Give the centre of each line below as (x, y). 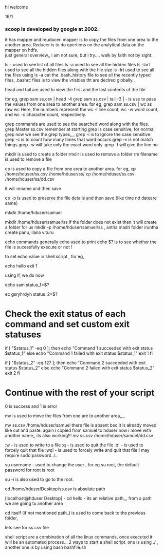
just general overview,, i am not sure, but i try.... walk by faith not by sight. (79, 55)
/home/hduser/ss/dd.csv (30, 179)
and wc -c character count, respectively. (46, 115)
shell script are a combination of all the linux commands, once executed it (79, 537)
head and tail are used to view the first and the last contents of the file (75, 90)
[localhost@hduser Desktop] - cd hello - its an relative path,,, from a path (78, 498)
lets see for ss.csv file (27, 528)
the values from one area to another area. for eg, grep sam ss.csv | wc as (79, 104)
